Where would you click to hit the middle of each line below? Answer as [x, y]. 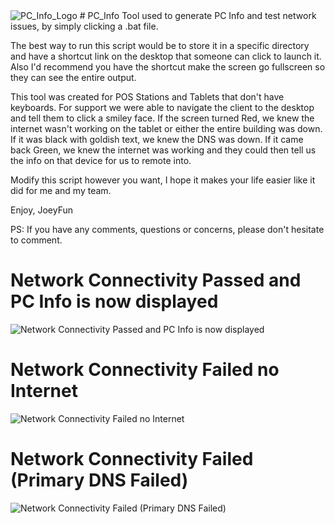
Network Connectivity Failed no [145, 370]
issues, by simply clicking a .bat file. [84, 26]
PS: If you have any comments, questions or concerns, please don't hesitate [167, 229]
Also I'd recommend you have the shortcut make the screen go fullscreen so [168, 67]
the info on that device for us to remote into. [101, 160]
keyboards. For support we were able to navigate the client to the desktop [162, 107]
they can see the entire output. [73, 77]
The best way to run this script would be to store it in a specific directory [160, 45]
